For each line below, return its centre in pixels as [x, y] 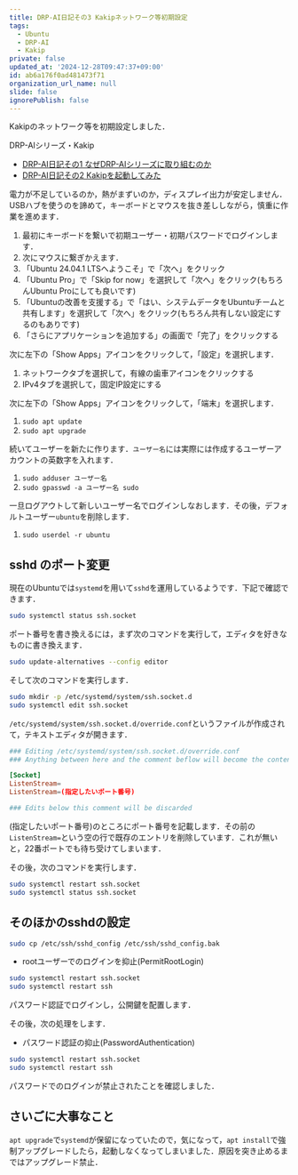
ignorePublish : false [49, 100]
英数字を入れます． [82, 460]
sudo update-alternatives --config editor [89, 662]
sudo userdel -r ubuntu [66, 535]
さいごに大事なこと [62, 1117]
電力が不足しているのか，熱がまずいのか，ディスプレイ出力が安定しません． [148, 194]
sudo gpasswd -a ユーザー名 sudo [80, 488]
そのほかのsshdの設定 [70, 923]
